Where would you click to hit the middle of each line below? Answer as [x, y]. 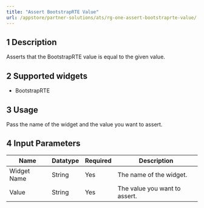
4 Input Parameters [43, 144]
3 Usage [22, 110]
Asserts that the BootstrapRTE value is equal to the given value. [86, 57]
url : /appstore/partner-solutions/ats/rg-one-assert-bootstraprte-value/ [102, 18]
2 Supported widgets [47, 76]
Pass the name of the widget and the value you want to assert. [84, 124]
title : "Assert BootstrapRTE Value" [53, 12]
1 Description [32, 42]
